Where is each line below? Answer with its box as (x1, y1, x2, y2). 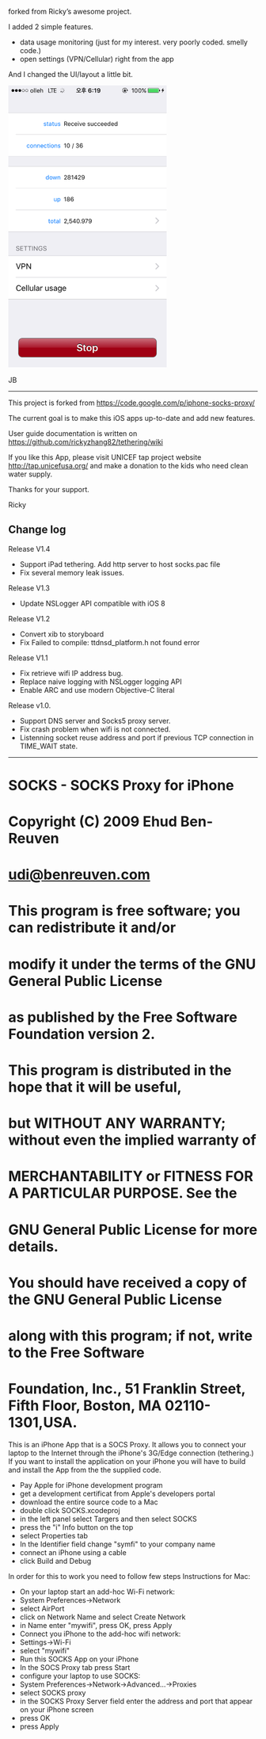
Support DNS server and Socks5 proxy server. (19, 716, 171, 725)
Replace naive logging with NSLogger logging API (19, 677, 182, 686)
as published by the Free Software (8, 1008, 237, 1026)
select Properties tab (19, 1531, 89, 1540)
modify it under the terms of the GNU (8, 955, 256, 973)
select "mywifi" (19, 1645, 70, 1655)
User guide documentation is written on (8, 428, 138, 438)
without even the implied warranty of (8, 1131, 256, 1149)
